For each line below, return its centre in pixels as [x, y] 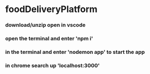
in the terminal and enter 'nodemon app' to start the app [75, 52]
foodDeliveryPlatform [51, 9]
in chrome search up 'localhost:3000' [52, 65]
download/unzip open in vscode [45, 25]
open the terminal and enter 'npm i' [49, 39]
